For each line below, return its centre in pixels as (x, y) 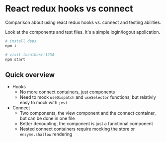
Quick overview (30, 75)
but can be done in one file (47, 118)
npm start (15, 59)
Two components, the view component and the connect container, (88, 113)
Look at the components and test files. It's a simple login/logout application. (83, 32)
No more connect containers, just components (67, 92)
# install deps (21, 41)
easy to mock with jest (44, 103)
